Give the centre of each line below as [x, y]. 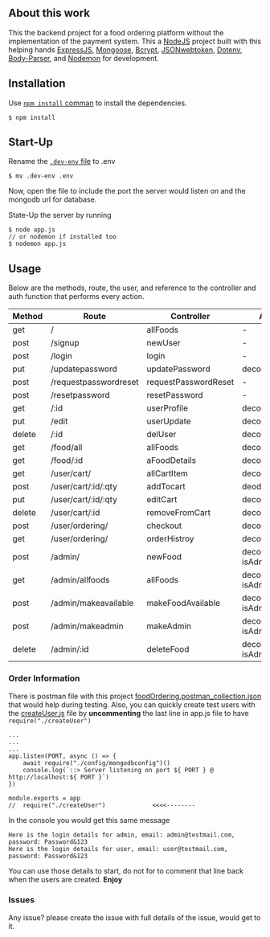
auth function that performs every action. [76, 297]
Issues [22, 900]
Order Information [44, 678]
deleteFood [168, 649]
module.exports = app [45, 798]
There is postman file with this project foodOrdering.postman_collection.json [135, 696]
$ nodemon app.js [37, 244]
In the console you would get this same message [89, 820]
